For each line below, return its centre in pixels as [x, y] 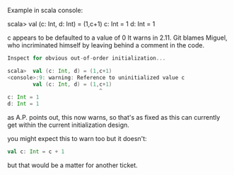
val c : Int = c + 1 [36, 152]
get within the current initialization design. [68, 125]
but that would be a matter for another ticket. [72, 165]
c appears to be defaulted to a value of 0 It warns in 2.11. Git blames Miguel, [117, 38]
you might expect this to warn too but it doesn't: [77, 139]
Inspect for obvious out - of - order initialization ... [87, 58]
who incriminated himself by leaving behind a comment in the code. [106, 45]
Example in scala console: [45, 10]
